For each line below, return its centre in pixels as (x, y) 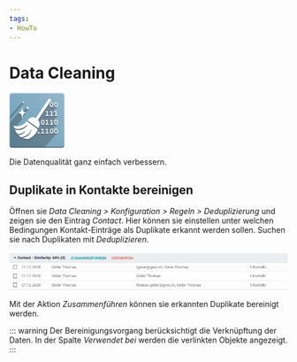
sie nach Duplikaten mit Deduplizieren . (79, 240)
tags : (19, 19)
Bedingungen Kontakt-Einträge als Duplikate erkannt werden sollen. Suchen (147, 230)
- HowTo (23, 28)
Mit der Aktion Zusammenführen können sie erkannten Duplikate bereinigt (144, 304)
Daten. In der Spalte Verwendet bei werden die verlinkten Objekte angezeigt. (148, 340)
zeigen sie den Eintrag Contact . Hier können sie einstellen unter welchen (141, 220)
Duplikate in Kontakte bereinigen (101, 190)
